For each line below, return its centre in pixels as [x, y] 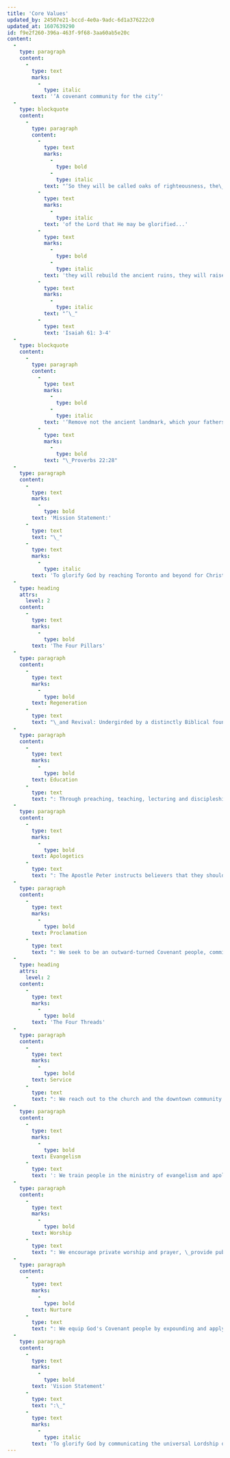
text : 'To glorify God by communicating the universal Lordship [125, 1444]
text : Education [55, 779]
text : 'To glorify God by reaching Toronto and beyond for [118, 575]
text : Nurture [52, 1310]
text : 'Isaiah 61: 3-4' [77, 333]
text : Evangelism [56, 1157]
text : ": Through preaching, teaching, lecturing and [110, 799]
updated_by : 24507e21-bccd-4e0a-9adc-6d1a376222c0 [81, 20]
